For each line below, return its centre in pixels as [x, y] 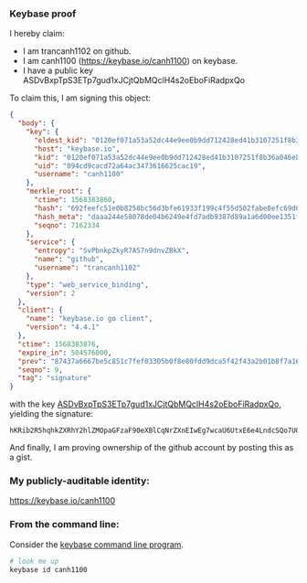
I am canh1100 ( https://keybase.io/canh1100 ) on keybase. [130, 61]
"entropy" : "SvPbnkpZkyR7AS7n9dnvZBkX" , [111, 251]
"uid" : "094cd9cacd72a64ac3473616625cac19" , [120, 166]
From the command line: [64, 525]
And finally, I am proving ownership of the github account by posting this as [152, 448]
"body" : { [36, 123]
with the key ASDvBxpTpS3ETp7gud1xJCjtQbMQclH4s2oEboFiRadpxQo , [145, 404]
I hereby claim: [37, 34]
